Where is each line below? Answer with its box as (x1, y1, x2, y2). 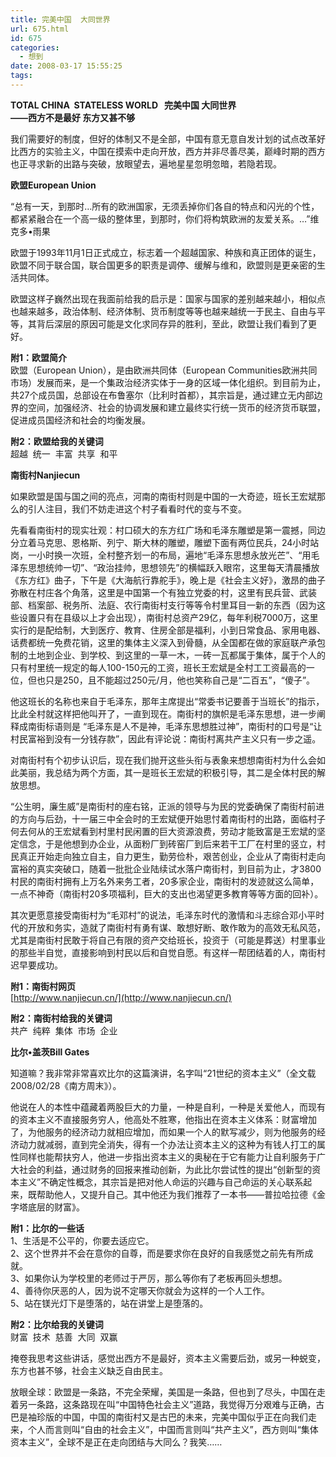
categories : (10, 42, 60, 53)
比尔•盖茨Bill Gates (10, 1046, 90, 1058)
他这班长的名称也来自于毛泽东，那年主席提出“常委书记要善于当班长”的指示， (10, 695, 325, 707)
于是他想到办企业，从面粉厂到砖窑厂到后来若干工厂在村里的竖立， (44, 837, 317, 850)
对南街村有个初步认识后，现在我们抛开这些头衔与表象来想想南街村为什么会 (10, 754, 317, 766)
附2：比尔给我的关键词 (10, 1318, 104, 1330)
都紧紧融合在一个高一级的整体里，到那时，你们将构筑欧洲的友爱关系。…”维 (10, 212, 320, 225)
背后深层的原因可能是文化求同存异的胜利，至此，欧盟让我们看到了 (36, 317, 308, 330)
